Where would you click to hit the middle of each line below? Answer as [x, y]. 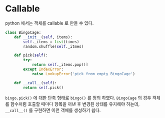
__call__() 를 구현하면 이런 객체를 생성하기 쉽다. [53, 110]
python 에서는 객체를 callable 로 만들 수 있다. [49, 23]
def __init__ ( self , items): [43, 37]
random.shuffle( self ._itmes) [53, 46]
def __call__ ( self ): [35, 83]
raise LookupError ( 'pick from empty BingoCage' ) [83, 74]
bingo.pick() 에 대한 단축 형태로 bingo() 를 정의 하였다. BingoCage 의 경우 [78, 98]
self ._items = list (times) [51, 42]
